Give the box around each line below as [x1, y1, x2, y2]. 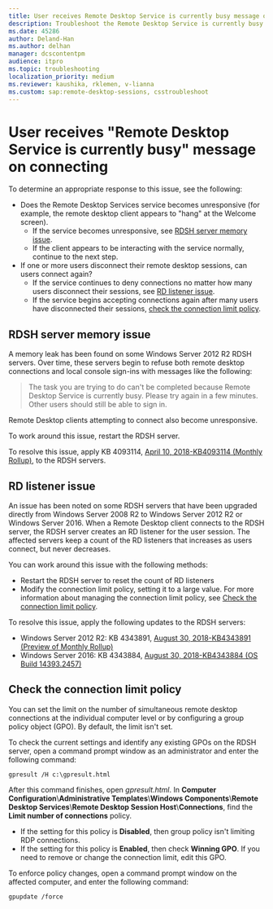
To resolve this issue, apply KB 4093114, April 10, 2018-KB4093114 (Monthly [8, 447, 262, 457]
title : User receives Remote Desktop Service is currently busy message [8, 11, 260, 20]
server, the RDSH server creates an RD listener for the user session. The [8, 526, 250, 536]
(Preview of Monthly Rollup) [19, 641, 114, 652]
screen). [19, 217, 49, 227]
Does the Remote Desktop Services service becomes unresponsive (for [19, 200, 260, 210]
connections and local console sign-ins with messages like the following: [8, 367, 253, 376]
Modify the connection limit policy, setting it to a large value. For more [19, 584, 254, 594]
